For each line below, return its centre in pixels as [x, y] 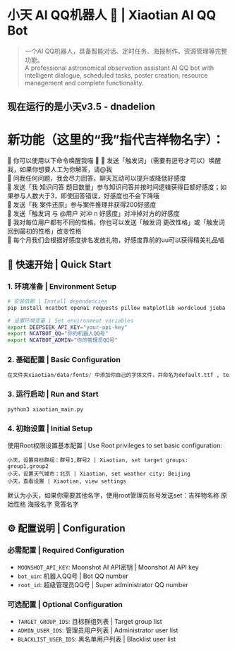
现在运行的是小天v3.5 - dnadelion [81, 107]
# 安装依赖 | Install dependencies [57, 301]
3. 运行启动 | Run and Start [53, 395]
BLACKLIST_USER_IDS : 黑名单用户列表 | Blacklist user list [97, 639]
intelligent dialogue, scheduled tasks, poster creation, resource [116, 75]
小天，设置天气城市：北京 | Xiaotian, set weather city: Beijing [99, 474]
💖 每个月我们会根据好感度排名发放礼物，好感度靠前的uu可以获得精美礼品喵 [116, 240]
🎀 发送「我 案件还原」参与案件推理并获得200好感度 [82, 205]
